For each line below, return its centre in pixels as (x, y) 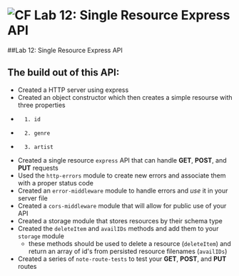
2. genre (37, 133)
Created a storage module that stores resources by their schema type (120, 220)
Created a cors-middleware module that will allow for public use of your (122, 205)
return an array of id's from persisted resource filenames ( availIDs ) (128, 251)
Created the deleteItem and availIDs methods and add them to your (118, 228)
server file (32, 198)
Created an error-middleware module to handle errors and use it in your (123, 190)
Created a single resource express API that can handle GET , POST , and (122, 160)
